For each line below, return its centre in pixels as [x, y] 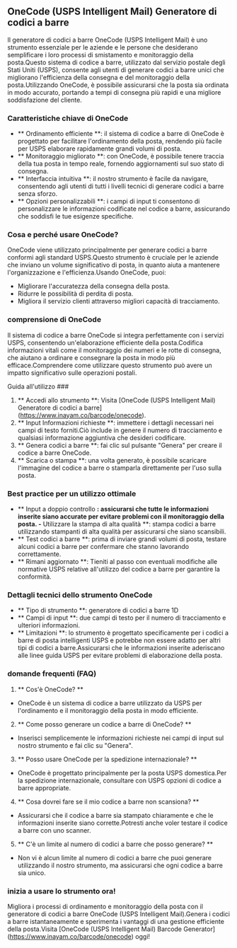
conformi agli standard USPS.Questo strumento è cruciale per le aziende [113, 258]
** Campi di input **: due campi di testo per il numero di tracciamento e [122, 618]
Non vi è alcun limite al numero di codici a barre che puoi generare [115, 857]
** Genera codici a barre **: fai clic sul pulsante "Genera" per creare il [120, 445]
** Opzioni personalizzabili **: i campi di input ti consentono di [109, 202]
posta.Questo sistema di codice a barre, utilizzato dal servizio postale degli [116, 62]
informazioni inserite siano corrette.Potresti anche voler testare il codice [122, 823]
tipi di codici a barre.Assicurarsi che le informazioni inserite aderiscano [121, 648]
